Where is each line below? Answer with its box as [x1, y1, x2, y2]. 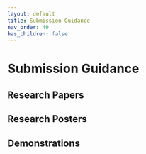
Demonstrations [7, 137, 80, 149]
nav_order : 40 [7, 23, 50, 31]
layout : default [7, 10, 55, 18]
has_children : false [7, 30, 69, 38]
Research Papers [7, 89, 84, 101]
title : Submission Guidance [7, 17, 91, 24]
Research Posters [7, 113, 87, 125]
